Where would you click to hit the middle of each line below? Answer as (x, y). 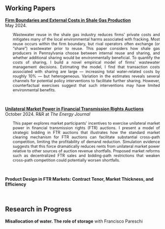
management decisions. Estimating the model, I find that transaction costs (86, 67)
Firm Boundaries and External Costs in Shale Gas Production (68, 20)
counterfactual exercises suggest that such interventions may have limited (86, 85)
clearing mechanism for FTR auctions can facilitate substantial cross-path (86, 137)
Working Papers (30, 8)
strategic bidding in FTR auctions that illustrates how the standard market (86, 132)
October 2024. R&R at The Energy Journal (48, 114)
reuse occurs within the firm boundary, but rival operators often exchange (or (86, 44)
